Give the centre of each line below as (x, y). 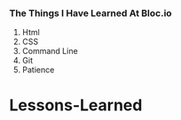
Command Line (50, 51)
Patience (38, 70)
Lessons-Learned (76, 105)
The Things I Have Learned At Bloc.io (90, 13)
